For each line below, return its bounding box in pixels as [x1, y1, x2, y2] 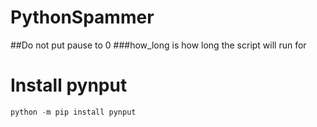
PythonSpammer [10, 6, 155, 29]
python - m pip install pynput [10, 107, 137, 117]
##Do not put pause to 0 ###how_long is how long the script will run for [10, 39, 307, 51]
